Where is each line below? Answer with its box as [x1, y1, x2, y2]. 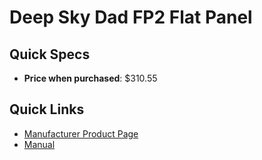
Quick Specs [9, 46, 91, 63]
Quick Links [9, 101, 85, 118]
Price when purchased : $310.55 [23, 72, 158, 84]
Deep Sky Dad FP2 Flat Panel [9, 6, 253, 29]
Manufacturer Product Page [23, 127, 139, 140]
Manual [23, 138, 56, 150]
